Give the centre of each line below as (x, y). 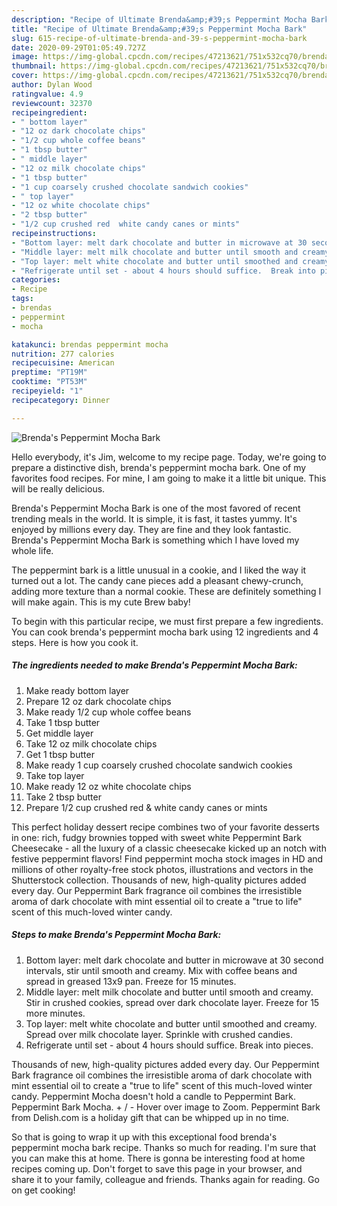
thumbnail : (34, 66)
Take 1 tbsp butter (63, 722)
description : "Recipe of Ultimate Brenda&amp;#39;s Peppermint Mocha (159, 19)
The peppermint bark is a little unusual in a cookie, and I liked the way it (159, 570)
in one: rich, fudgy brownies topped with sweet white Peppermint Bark (157, 837)
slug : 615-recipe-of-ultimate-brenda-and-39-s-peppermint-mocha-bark (159, 38)
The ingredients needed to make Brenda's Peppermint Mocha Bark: (154, 665)
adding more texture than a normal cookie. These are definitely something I (166, 591)
